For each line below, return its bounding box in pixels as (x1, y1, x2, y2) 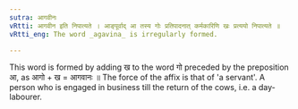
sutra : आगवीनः (9, 13, 57, 22)
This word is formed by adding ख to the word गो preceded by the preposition (9, 62, 289, 72)
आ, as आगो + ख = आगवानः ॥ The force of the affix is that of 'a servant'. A (9, 72, 266, 83)
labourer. (9, 91, 43, 103)
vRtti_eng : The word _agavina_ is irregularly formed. (9, 29, 218, 38)
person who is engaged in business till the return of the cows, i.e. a (9, 82, 257, 93)
